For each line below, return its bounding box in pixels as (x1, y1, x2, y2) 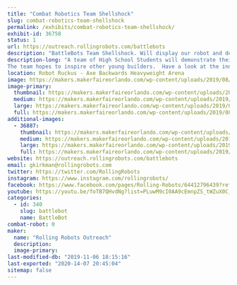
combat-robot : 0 (7, 221, 55, 228)
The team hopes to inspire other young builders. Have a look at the (7, 63, 219, 70)
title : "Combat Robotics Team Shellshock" (7, 10, 134, 18)
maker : (7, 227, 27, 234)
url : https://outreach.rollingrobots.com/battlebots (7, 43, 166, 50)
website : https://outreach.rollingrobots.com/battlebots (7, 155, 178, 163)
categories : (7, 194, 42, 202)
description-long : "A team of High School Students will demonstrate (7, 57, 217, 64)
